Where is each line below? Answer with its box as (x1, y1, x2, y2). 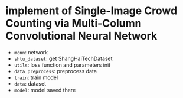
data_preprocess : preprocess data (14, 67, 97, 74)
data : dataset (14, 80, 47, 87)
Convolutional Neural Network (5, 30, 158, 43)
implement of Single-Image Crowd (5, 4, 178, 18)
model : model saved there (14, 86, 76, 93)
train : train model (14, 74, 58, 81)
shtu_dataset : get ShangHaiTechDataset (14, 55, 113, 62)
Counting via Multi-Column (5, 17, 142, 30)
